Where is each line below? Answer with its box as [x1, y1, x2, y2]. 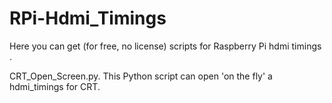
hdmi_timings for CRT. [9, 80, 101, 92]
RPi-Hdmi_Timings [9, 7, 167, 30]
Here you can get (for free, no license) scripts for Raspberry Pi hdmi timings [9, 40, 322, 52]
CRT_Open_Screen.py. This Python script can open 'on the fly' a [9, 70, 273, 82]
